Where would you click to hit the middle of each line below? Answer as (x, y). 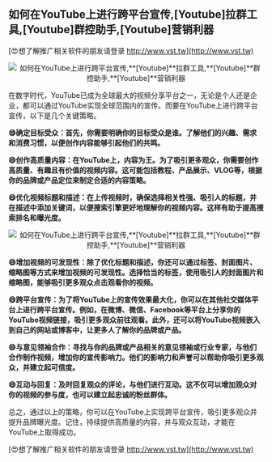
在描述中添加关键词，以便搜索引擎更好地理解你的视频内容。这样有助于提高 (132, 207)
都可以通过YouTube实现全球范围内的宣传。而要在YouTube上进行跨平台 (140, 105)
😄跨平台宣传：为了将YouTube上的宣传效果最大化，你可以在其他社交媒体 (130, 299)
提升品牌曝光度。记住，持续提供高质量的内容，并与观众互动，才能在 (122, 422)
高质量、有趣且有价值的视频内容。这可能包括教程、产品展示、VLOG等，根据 (136, 170)
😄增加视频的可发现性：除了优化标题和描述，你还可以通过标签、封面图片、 (133, 262)
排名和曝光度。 (40, 218)
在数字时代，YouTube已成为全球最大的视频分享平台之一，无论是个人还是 (130, 95)
